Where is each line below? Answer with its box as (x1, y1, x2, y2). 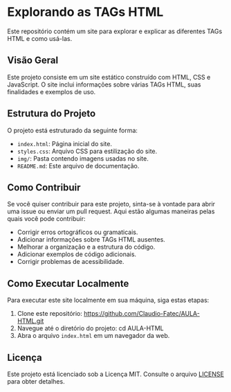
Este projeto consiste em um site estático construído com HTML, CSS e (7, 73, 211, 81)
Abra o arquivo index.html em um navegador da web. (17, 332, 170, 340)
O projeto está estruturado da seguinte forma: (7, 126, 138, 134)
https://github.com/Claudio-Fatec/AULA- (84, 310, 201, 318)
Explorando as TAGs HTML (7, 4, 164, 20)
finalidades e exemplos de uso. (7, 87, 96, 96)
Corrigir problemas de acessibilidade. (17, 258, 124, 266)
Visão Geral (7, 55, 59, 66)
